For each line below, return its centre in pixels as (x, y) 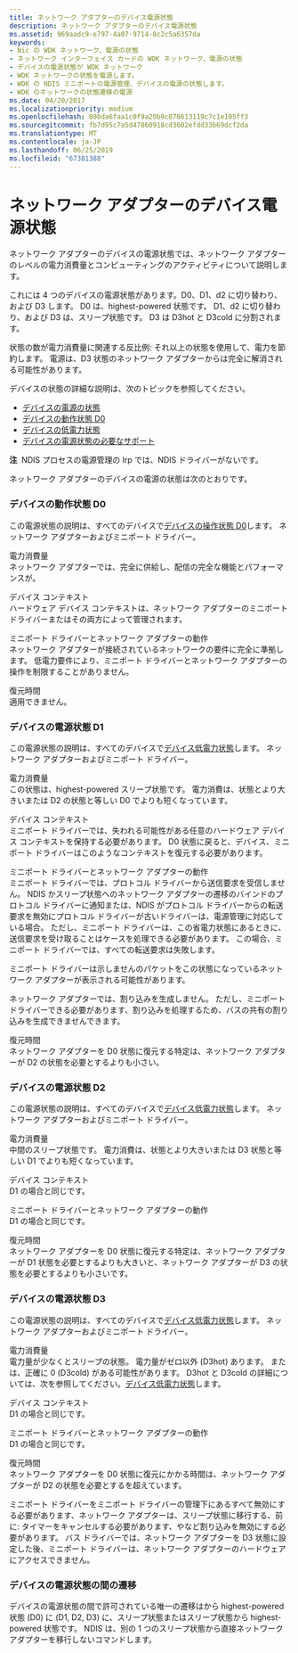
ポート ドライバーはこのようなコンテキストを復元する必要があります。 (138, 853)
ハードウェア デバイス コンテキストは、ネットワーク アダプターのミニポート (149, 608)
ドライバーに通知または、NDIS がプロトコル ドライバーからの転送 (163, 905)
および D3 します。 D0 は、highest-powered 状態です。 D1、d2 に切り (137, 306)
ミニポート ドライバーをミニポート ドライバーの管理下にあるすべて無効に (143, 1504)
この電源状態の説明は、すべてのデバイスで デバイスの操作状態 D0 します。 (143, 525)
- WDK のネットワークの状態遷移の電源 (71, 92)
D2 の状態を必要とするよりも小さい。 (95, 1063)
